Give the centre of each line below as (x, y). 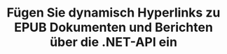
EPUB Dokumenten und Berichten (113, 27)
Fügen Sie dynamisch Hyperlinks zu (113, 13)
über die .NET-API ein (113, 42)
